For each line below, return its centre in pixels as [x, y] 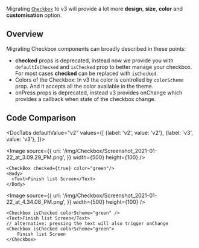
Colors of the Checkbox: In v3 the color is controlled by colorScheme [99, 80]
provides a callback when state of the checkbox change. [85, 99]
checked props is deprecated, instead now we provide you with [94, 60]
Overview [25, 34]
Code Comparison [41, 118]
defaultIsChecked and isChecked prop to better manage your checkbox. [103, 67]
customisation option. [34, 15]
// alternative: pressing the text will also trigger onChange [87, 223]
